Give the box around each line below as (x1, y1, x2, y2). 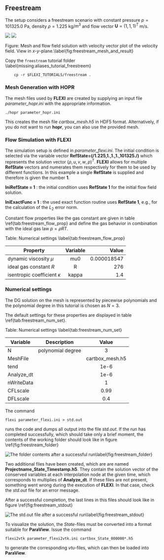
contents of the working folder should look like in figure (5, 436, 117, 442)
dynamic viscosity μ (7, 255, 54, 262)
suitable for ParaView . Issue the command (5, 526, 92, 532)
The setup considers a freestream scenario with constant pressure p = (5, 17, 149, 23)
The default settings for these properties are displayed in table (5, 312, 132, 318)
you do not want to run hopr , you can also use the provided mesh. (5, 124, 139, 130)
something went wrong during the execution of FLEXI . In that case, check (5, 482, 154, 488)
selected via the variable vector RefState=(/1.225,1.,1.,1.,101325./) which (5, 153, 153, 159)
